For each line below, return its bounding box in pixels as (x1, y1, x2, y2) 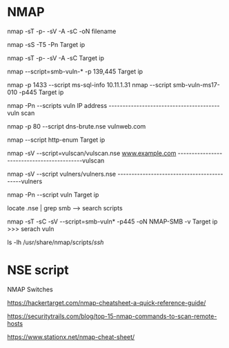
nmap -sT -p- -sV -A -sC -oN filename (7, 27, 117, 35)
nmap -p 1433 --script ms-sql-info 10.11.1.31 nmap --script (7, 80, 172, 89)
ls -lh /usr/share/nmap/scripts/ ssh (7, 238, 104, 246)
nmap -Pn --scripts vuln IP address (7, 101, 108, 109)
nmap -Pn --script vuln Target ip (7, 190, 99, 199)
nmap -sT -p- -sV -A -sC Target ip (7, 53, 105, 62)
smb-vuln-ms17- (172, 80, 221, 89)
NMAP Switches (7, 285, 53, 293)
